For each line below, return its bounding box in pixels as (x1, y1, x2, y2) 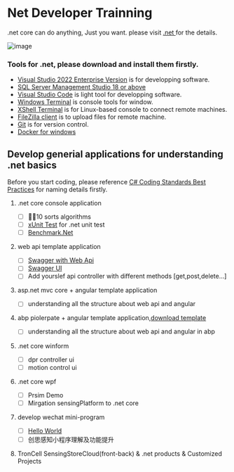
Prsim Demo (27, 390, 64, 399)
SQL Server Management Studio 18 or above (17, 83, 146, 91)
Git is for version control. (17, 120, 89, 129)
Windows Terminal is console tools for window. (17, 98, 153, 106)
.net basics (7, 159, 57, 171)
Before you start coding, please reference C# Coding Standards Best (7, 178, 207, 186)
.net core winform (17, 341, 69, 350)
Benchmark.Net (27, 229, 74, 237)
